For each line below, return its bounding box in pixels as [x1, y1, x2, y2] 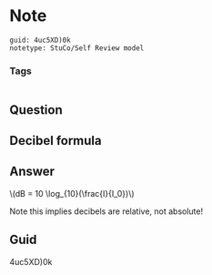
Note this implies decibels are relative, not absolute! [9, 206, 203, 217]
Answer [9, 164, 56, 179]
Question [9, 102, 63, 117]
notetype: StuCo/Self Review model [9, 43, 145, 53]
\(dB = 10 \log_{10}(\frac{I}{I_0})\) [9, 188, 135, 199]
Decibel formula [9, 133, 102, 148]
